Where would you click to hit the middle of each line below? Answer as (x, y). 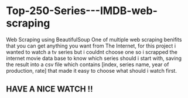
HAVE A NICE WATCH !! (49, 89)
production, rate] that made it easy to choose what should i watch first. (92, 70)
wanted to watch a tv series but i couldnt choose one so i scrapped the (92, 52)
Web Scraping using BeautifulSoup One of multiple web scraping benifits (94, 39)
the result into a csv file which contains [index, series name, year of (88, 64)
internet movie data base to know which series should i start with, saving (94, 58)
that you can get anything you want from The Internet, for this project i (91, 46)
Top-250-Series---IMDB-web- (82, 11)
